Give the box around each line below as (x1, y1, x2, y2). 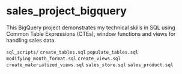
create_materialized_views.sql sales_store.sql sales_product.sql (6, 61, 174, 68)
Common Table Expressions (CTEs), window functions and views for (6, 30, 176, 37)
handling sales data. (6, 36, 56, 44)
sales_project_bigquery (6, 4, 127, 18)
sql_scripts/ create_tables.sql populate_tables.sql (6, 49, 139, 55)
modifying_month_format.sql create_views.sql (6, 55, 121, 61)
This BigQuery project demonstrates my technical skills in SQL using (6, 24, 175, 31)
